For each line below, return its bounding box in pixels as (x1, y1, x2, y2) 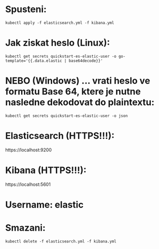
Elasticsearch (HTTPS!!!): (5, 130, 115, 141)
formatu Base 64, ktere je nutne (5, 86, 141, 97)
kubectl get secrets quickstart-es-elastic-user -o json (5, 113, 128, 118)
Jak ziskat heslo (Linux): (5, 37, 110, 49)
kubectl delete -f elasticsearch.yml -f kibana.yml (5, 239, 116, 244)
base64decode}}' (68, 58, 103, 63)
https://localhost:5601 (5, 181, 51, 187)
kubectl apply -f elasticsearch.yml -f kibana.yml (5, 20, 114, 25)
